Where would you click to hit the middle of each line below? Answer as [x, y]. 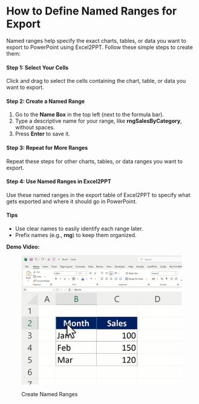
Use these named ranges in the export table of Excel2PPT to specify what [98, 195]
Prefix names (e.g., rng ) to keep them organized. [76, 235]
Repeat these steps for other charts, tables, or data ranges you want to [95, 161]
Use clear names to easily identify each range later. [79, 229]
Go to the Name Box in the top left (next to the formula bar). [90, 115]
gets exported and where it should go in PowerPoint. [72, 201]
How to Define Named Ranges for [92, 11]
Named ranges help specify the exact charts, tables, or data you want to [96, 41]
